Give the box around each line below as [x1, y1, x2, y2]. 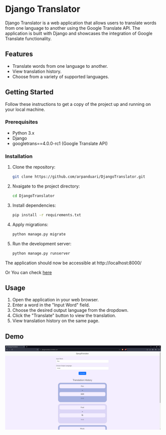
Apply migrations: [12, 221, 48, 227]
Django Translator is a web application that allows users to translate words [5, 20, 157, 26]
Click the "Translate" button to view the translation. [12, 313, 117, 319]
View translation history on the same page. [12, 318, 100, 324]
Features [5, 50, 33, 58]
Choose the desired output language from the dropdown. [12, 307, 129, 313]
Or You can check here [5, 269, 52, 275]
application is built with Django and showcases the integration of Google [5, 30, 153, 36]
